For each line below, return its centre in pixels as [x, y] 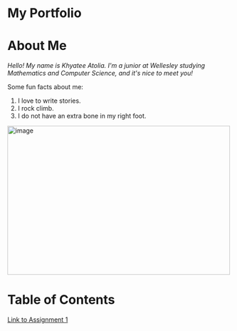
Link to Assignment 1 [38, 320]
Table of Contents [61, 300]
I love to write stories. [49, 101]
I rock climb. [36, 108]
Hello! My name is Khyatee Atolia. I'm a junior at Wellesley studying [106, 66]
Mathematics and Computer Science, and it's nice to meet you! [100, 73]
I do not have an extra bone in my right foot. [82, 116]
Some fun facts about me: [46, 87]
